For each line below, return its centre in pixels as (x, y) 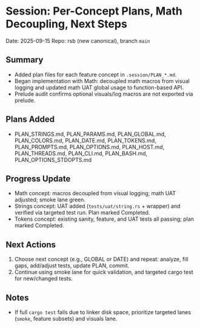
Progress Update (38, 179)
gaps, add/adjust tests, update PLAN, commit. (72, 266)
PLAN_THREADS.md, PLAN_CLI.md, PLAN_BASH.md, (81, 153)
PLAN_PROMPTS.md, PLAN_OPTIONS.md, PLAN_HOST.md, (89, 147)
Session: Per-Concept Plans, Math (94, 11)
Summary (25, 60)
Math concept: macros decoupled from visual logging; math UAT (95, 193)
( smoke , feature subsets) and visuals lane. (66, 319)
